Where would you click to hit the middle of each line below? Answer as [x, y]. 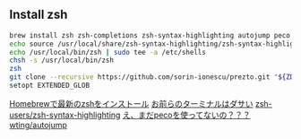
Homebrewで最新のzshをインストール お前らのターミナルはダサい [131, 103]
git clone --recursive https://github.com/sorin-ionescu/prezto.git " [144, 77]
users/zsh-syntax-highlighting [65, 115]
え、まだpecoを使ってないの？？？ [186, 115]
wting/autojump [38, 125]
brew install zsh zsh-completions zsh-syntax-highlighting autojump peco [150, 35]
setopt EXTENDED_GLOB [50, 86]
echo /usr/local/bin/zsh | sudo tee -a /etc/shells [107, 52]
